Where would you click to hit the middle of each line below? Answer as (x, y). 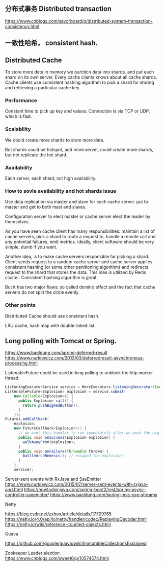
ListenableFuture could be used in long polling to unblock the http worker (79, 373)
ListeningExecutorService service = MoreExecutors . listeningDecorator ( (80, 387)
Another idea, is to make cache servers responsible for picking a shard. (77, 257)
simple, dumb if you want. (31, 247)
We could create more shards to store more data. (55, 140)
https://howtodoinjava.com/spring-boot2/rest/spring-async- (85, 489)
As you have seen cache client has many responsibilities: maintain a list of (80, 231)
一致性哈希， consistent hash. (52, 43)
